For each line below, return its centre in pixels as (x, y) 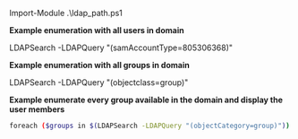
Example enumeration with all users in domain (97, 30)
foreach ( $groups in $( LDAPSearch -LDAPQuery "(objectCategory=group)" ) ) (150, 126)
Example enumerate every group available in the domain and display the (146, 100)
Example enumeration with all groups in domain (99, 65)
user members (37, 109)
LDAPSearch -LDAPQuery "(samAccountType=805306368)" (121, 48)
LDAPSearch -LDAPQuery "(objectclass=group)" (99, 83)
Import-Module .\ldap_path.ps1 (66, 13)
